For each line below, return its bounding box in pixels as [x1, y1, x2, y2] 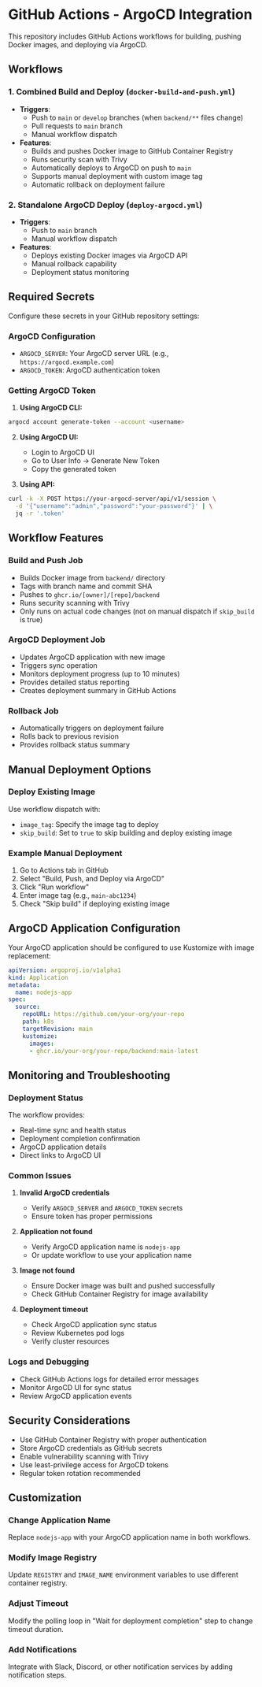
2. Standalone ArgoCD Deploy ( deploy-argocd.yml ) [8, 199, 203, 210]
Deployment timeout [19, 1305, 89, 1314]
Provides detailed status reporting [19, 677, 130, 687]
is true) [19, 614, 43, 624]
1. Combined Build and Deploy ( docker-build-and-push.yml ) [8, 87, 236, 98]
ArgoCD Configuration [8, 331, 96, 342]
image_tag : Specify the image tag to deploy [19, 819, 159, 829]
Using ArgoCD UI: [19, 432, 79, 442]
